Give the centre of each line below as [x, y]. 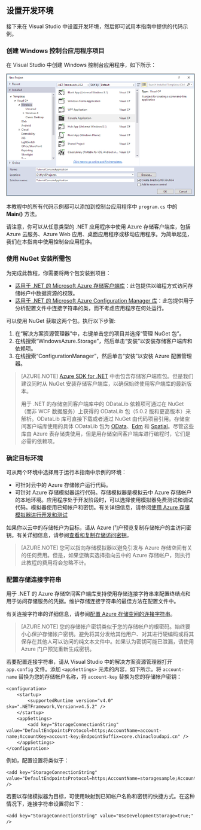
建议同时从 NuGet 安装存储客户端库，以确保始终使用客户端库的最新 [103, 383]
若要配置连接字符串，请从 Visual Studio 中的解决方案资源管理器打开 [89, 662]
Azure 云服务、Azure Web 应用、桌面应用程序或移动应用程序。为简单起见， [99, 234]
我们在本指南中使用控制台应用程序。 [51, 242]
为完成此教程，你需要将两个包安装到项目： [59, 273]
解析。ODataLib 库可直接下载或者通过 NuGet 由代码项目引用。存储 [103, 419]
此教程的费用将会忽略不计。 [55, 563]
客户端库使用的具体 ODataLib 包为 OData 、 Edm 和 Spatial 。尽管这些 [110, 426]
